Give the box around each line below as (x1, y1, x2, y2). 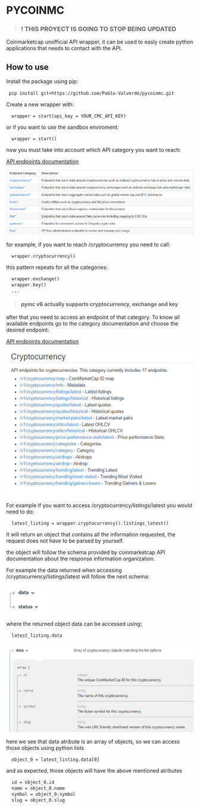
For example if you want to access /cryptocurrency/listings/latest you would (6, 502, 192, 509)
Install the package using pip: (6, 78, 79, 85)
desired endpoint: (6, 326, 49, 334)
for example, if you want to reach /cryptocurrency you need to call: (6, 241, 171, 248)
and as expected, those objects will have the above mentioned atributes (6, 767, 183, 774)
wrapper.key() (11, 282, 46, 288)
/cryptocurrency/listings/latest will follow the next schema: (6, 573, 150, 580)
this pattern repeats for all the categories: (6, 264, 108, 271)
